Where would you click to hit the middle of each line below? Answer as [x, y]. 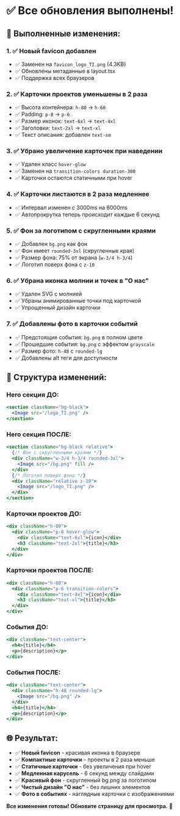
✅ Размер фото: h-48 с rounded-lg [59, 351]
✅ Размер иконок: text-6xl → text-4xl [65, 121]
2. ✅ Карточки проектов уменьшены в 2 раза [77, 94]
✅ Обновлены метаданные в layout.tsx [65, 71]
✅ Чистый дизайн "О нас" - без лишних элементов [83, 787]
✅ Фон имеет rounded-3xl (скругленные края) [75, 251]
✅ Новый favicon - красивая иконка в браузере [77, 753]
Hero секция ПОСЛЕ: [39, 434]
